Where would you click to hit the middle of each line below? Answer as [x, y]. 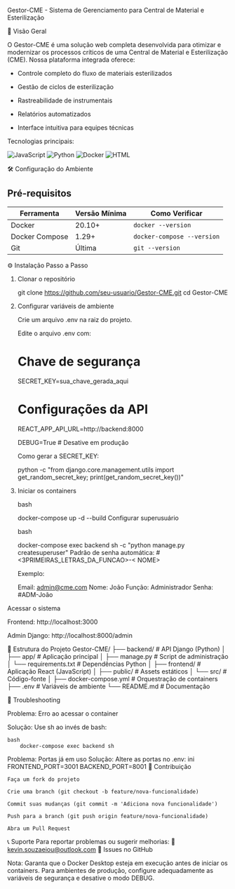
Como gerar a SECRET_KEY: [58, 456]
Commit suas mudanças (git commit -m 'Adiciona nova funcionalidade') [113, 804]
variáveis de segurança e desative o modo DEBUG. [81, 878]
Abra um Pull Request [39, 828]
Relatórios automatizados [54, 114]
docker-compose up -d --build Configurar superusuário [98, 518]
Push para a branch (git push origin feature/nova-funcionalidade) [108, 816]
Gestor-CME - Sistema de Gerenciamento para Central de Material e [106, 10]
